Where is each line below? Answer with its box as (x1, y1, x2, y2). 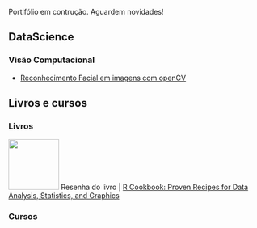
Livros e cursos (8, 96, 87, 110)
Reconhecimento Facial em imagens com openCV (19, 73, 187, 82)
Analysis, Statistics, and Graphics (8, 191, 120, 201)
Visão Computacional (8, 54, 95, 65)
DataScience (8, 30, 74, 44)
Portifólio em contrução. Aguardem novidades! (8, 7, 164, 16)
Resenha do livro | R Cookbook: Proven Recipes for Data (60, 182, 249, 192)
